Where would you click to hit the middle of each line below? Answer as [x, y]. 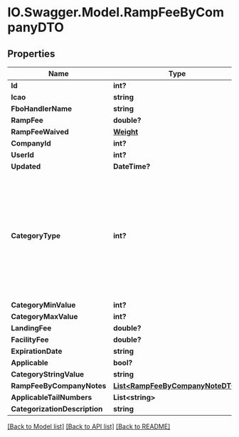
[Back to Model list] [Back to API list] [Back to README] [89, 426]
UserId [22, 155]
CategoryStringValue [48, 374]
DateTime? [132, 166]
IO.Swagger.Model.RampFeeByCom [116, 12]
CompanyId [31, 143]
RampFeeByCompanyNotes [59, 386]
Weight [126, 132]
